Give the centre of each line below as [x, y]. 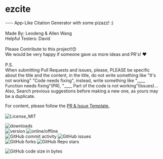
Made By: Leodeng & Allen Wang [39, 33]
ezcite [18, 9]
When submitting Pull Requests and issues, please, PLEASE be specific [78, 70]
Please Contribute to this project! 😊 [41, 49]
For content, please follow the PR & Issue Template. [58, 106]
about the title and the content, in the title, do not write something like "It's [81, 75]
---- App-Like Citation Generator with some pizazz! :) [59, 23]
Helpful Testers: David [28, 39]
